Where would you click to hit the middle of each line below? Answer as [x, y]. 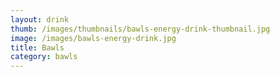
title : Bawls [37, 47]
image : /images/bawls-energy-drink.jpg [93, 38]
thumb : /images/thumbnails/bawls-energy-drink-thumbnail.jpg [140, 29]
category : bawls [44, 57]
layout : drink [40, 19]
